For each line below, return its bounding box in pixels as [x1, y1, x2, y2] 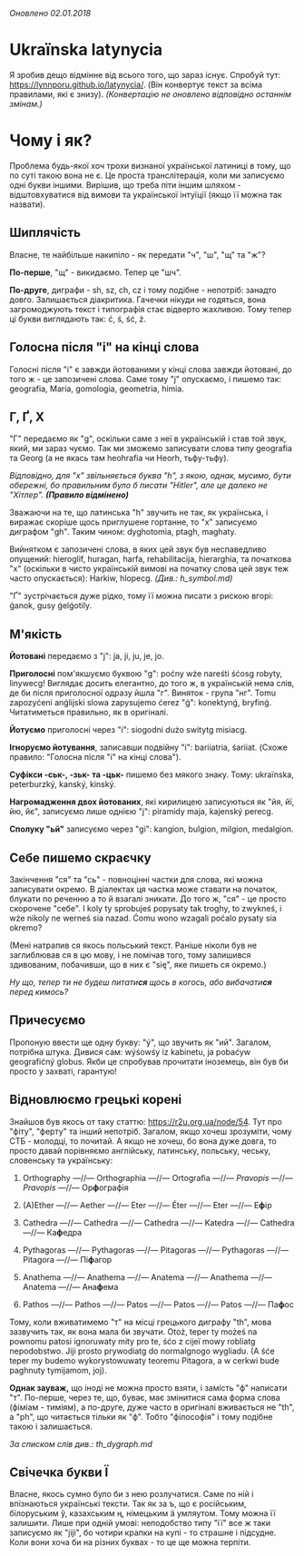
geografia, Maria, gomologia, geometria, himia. [9, 383, 184, 394]
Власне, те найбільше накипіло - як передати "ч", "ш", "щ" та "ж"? [9, 249, 266, 260]
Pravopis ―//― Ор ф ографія [22, 1182, 129, 1193]
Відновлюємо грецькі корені [9, 1092, 182, 1108]
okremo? [9, 921, 43, 933]
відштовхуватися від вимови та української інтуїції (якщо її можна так [9, 189, 283, 200]
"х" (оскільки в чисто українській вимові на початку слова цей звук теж [9, 563, 289, 575]
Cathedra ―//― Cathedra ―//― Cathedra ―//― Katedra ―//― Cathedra [22, 1216, 295, 1228]
